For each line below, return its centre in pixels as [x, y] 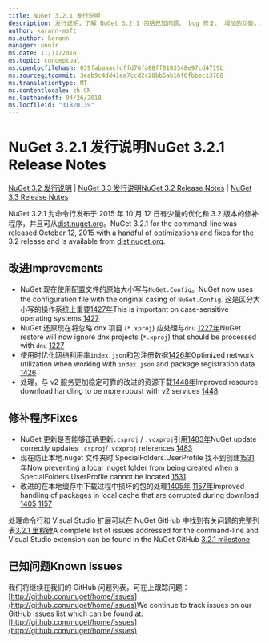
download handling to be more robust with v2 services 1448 [119, 390]
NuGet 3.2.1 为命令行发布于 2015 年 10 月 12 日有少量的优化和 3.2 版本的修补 [133, 214]
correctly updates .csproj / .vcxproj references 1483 [106, 448]
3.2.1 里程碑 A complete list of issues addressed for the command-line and [137, 530]
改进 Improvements [56, 268]
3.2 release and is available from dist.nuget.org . [87, 241]
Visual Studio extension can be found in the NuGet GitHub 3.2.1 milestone [129, 539]
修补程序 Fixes [43, 418]
